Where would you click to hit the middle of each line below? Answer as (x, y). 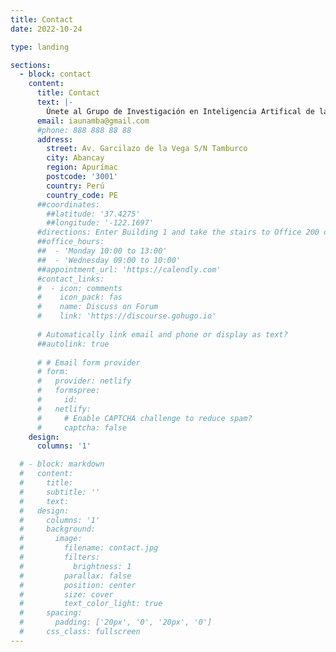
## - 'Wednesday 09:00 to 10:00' (109, 260)
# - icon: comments (79, 288)
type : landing (40, 47)
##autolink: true (73, 344)
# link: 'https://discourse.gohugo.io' (126, 316)
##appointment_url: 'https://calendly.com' (129, 269)
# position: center (78, 585)
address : (55, 139)
